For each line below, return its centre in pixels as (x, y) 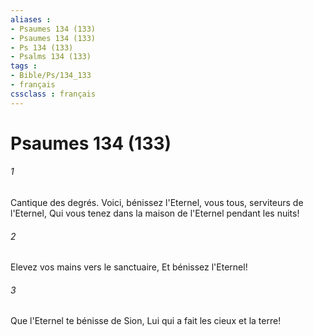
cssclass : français (53, 94)
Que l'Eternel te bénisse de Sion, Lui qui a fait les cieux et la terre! (146, 321)
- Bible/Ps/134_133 (51, 76)
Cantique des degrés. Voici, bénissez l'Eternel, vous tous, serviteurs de (157, 203)
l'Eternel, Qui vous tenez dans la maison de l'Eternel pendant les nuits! (155, 213)
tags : (24, 66)
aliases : (31, 19)
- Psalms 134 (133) (51, 57)
